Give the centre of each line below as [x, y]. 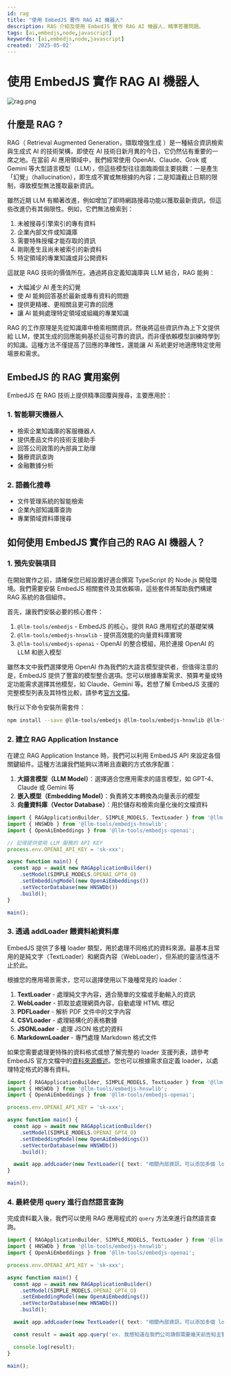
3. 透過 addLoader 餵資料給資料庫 [63, 932]
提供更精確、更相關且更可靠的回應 [65, 304]
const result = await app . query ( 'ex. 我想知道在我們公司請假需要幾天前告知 [115, 1334]
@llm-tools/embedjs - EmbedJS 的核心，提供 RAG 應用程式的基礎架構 [115, 626]
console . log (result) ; [44, 1347]
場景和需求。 [25, 353]
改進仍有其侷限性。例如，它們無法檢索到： [73, 209]
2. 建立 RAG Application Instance [63, 739]
